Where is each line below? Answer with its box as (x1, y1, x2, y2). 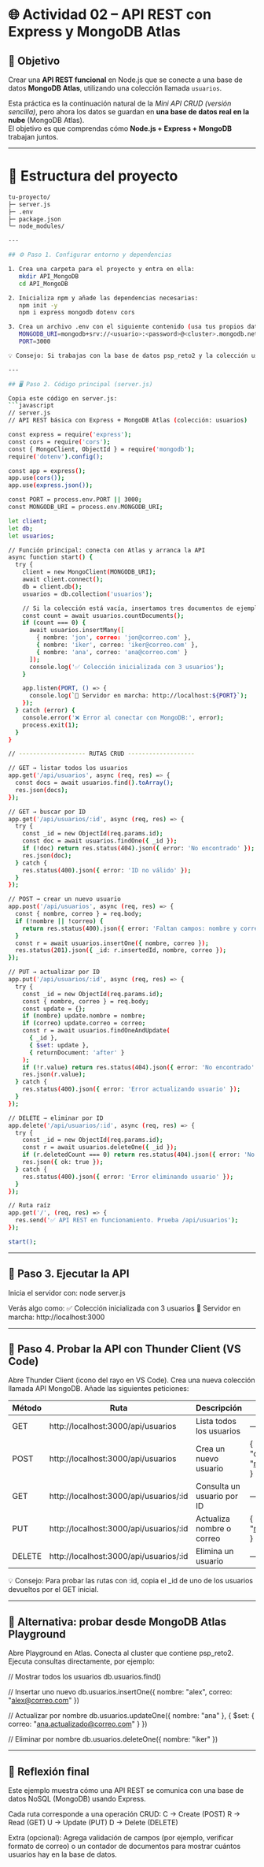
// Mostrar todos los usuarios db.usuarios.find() (8, 1672, 162, 1682)
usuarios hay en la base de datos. (8, 1850, 118, 1859)
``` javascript (8, 402, 55, 410)
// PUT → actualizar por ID (8, 968, 101, 976)
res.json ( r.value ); (22, 1070, 86, 1079)
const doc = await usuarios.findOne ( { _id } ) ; (22, 837, 178, 845)
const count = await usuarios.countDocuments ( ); (22, 612, 185, 619)
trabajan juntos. (8, 132, 59, 141)
